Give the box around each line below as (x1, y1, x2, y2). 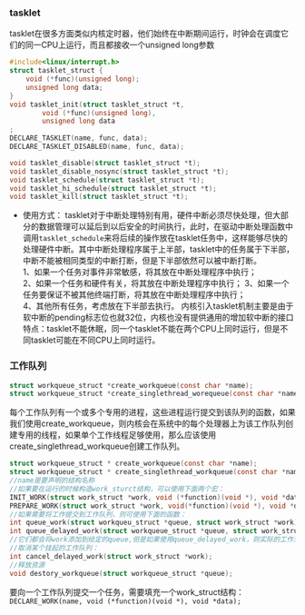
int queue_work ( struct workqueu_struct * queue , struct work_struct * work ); (9, 518, 302, 528)
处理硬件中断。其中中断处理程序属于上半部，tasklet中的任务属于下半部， (22, 243, 295, 255)
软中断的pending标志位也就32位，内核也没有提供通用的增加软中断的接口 (22, 312, 294, 323)
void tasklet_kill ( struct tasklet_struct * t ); (9, 193, 189, 202)
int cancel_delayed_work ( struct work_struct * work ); (9, 551, 213, 560)
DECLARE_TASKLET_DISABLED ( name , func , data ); (9, 143, 184, 152)
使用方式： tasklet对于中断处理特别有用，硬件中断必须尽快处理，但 (22, 210, 273, 221)
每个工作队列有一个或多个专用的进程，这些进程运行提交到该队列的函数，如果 (9, 407, 296, 418)
